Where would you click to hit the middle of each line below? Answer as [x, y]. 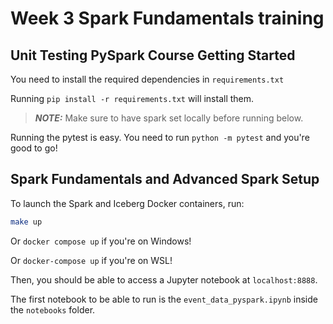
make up [26, 222]
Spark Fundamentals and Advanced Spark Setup [165, 179]
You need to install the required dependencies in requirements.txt [147, 79]
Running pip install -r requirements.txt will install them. [132, 98]
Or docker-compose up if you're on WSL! [91, 260]
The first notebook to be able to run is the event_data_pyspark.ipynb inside [164, 299]
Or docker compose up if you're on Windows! [101, 241]
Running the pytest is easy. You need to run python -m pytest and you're [160, 137]
